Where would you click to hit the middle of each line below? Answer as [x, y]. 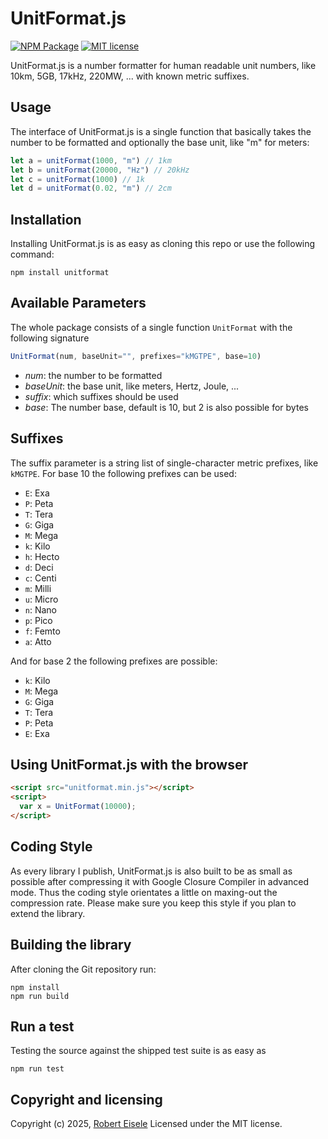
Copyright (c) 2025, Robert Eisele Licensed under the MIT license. [146, 1124]
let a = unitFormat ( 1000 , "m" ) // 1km [91, 160]
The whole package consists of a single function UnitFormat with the [151, 327]
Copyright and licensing [86, 1099]
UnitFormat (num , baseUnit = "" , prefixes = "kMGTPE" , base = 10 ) [136, 356]
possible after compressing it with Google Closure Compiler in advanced [160, 881]
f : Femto [42, 631]
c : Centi [40, 578]
